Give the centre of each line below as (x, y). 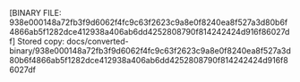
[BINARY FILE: (35, 13)
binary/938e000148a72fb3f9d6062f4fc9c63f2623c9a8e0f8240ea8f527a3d (150, 51)
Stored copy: (41, 41)
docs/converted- (98, 41)
